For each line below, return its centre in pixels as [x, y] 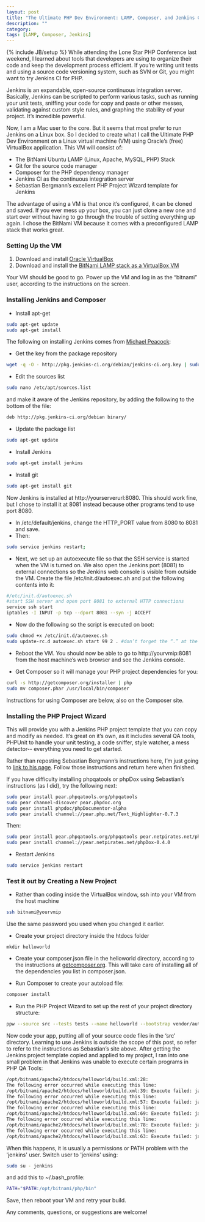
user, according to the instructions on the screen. [68, 284]
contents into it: [35, 584]
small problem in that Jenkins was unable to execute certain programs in [98, 1062]
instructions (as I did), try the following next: [62, 785]
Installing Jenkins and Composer [56, 300]
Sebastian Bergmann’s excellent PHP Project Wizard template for [96, 186]
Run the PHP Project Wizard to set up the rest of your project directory [104, 1006]
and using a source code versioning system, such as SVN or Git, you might [100, 72]
